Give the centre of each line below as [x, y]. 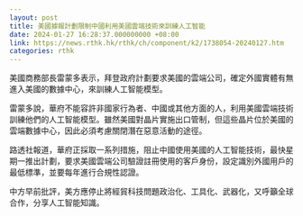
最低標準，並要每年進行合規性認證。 [77, 173]
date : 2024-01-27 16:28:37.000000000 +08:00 [94, 34]
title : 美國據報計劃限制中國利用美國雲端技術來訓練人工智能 [107, 26]
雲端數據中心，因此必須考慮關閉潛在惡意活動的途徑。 [108, 130]
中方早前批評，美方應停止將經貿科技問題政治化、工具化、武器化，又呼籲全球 [151, 192]
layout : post [34, 18]
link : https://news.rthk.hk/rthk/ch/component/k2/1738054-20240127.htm [147, 43]
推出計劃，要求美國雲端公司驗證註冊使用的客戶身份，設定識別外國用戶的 [159, 161]
